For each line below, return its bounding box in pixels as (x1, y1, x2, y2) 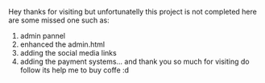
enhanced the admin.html (19, 39, 106, 49)
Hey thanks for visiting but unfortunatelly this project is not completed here (8, 7, 258, 16)
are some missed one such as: (8, 15, 110, 25)
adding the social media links (19, 48, 117, 57)
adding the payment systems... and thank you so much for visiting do (19, 56, 250, 66)
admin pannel (19, 31, 66, 40)
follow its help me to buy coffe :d (19, 65, 130, 75)
